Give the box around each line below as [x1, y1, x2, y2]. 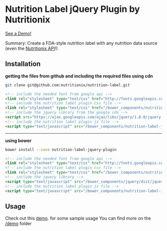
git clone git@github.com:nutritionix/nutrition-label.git [5, 82, 130, 87]
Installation [5, 60, 41, 68]
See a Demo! [5, 30, 31, 36]
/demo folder [5, 221, 32, 227]
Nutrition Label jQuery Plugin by [5, 3, 140, 15]
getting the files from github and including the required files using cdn [5, 73, 153, 79]
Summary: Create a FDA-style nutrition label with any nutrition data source [5, 40, 158, 46]
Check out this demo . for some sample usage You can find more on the [5, 215, 151, 222]
